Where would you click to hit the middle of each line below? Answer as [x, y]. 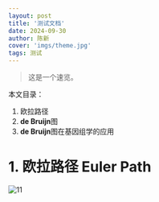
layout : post [30, 16]
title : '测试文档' [37, 23]
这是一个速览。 [53, 77]
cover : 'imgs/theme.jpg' [50, 46]
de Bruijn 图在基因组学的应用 [67, 131]
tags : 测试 [25, 53]
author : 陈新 [29, 38]
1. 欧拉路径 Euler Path [80, 167]
